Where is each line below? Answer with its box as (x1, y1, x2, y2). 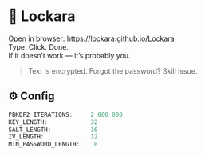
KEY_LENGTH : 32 (8, 118, 98, 126)
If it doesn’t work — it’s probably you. (8, 50, 131, 60)
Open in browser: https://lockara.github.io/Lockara (8, 34, 175, 43)
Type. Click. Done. (8, 42, 69, 51)
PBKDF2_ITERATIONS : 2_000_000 (8, 110, 124, 118)
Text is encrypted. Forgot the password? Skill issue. (27, 66, 198, 75)
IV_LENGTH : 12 (8, 133, 98, 141)
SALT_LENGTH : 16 (8, 126, 98, 134)
